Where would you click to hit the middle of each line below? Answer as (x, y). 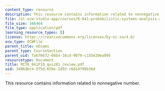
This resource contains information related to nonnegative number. (73, 83)
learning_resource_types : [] (35, 32)
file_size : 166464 (24, 23)
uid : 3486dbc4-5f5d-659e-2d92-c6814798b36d (50, 69)
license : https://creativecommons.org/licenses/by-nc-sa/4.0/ (70, 37)
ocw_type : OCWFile (24, 42)
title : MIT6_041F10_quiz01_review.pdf (45, 64)
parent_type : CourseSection (34, 51)
